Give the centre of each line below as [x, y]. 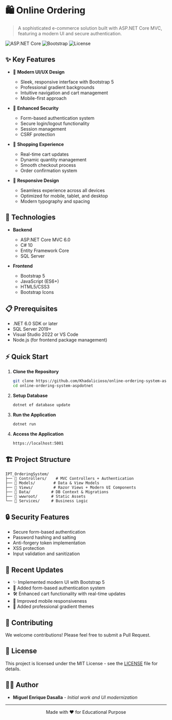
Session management [43, 129]
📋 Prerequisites [31, 309]
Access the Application [38, 434]
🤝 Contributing [29, 622]
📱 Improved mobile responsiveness [50, 601]
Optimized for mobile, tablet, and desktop [64, 196]
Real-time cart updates [45, 154]
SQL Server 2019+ [32, 329]
